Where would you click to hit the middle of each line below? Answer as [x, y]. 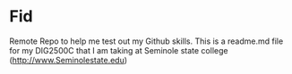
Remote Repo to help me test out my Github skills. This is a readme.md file [146, 41]
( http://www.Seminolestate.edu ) [69, 60]
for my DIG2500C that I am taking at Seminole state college [119, 50]
